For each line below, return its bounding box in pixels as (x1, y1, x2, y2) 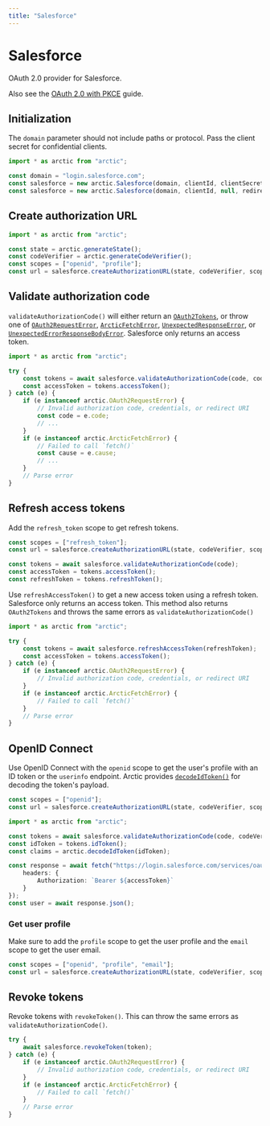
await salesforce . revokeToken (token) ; (22, 1043, 153, 1051)
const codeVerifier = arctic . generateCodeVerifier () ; (8, 253, 193, 261)
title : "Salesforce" (8, 11, 78, 20)
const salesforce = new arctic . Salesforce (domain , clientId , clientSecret (8, 179, 264, 188)
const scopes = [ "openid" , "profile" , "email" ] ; (8, 960, 174, 968)
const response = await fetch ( (8, 862, 113, 870)
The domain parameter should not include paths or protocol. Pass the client (8, 134, 256, 143)
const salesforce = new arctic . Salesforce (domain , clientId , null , (8, 187, 239, 195)
